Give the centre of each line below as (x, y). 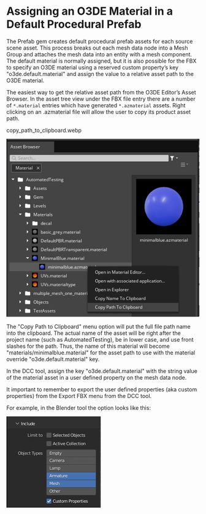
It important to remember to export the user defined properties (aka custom (102, 389)
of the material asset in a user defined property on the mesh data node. (97, 377)
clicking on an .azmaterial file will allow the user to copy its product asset (99, 112)
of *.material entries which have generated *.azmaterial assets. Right (96, 105)
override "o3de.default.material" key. (53, 359)
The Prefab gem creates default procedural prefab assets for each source (100, 41)
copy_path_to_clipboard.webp (44, 130)
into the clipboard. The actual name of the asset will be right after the (93, 333)
